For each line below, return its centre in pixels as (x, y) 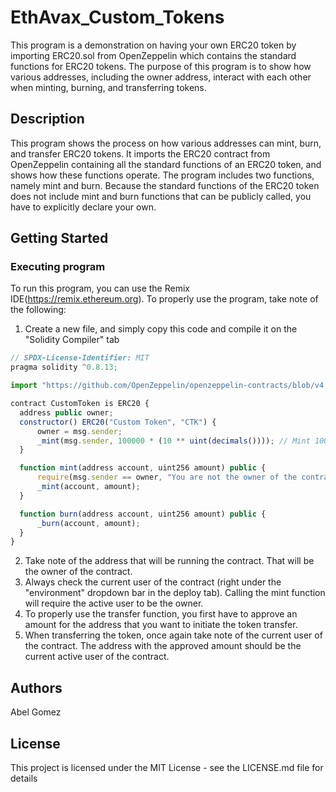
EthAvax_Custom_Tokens (117, 17)
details (24, 778)
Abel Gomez (36, 712)
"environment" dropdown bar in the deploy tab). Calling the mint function (175, 593)
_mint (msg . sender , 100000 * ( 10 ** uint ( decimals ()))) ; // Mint (173, 441)
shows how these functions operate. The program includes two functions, (162, 175)
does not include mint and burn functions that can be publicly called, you (161, 196)
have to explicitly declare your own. (83, 207)
